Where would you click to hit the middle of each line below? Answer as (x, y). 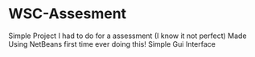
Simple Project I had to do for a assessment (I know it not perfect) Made (127, 36)
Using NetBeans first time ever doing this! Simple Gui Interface (112, 44)
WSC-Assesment (68, 14)
